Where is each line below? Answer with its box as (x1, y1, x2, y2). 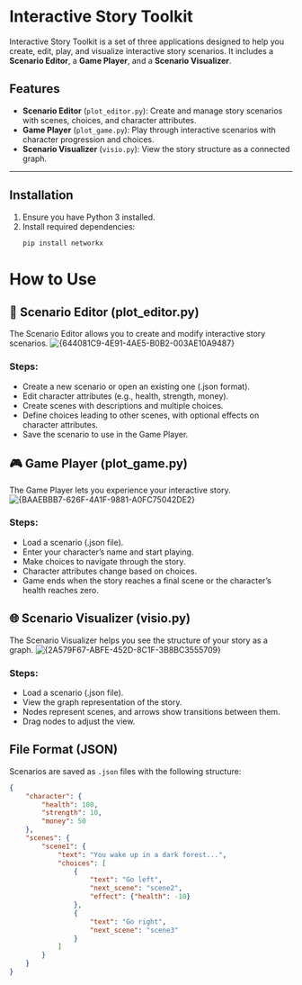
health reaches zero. (22, 584, 99, 595)
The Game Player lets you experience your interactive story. (9, 484, 231, 495)
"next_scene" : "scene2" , (89, 884, 182, 893)
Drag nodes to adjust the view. (22, 716, 136, 727)
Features (9, 81, 60, 96)
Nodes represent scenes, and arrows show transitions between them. (22, 706, 280, 717)
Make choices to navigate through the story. (22, 556, 186, 566)
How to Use (9, 268, 97, 289)
